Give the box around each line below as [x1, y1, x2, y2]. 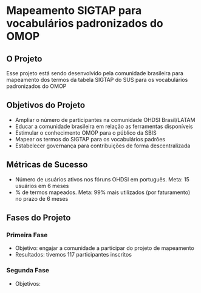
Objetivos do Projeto [6, 100, 86, 110]
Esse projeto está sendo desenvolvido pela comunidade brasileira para [6, 70, 184, 76]
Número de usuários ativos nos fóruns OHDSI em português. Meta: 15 [15, 175, 190, 183]
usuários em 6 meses [15, 182, 69, 189]
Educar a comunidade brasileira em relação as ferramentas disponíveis [15, 123, 193, 130]
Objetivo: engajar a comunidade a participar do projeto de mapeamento [15, 244, 194, 252]
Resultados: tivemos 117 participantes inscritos [15, 251, 132, 258]
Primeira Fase [6, 231, 48, 239]
